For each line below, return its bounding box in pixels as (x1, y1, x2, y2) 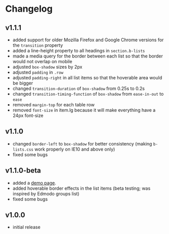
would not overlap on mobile (12, 58, 73, 64)
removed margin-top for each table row (12, 102, 95, 107)
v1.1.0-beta (5, 166, 41, 175)
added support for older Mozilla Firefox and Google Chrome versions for (12, 37, 164, 43)
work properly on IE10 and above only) (35, 146, 115, 152)
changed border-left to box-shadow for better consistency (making (12, 140, 152, 147)
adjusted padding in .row (12, 69, 63, 75)
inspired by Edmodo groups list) (12, 190, 80, 196)
